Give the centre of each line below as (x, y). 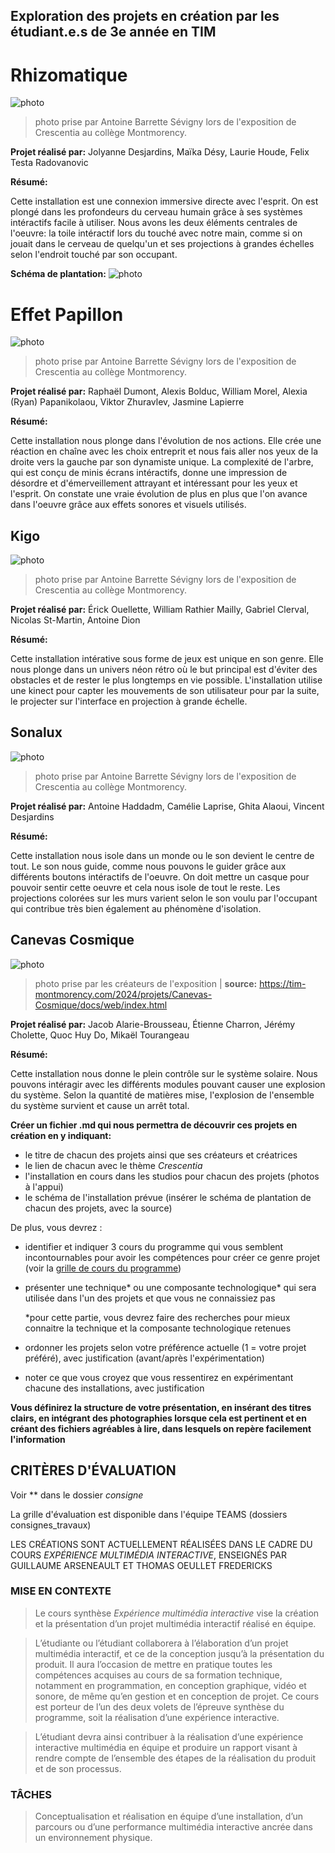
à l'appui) (44, 1186)
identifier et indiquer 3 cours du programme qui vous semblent (154, 1246)
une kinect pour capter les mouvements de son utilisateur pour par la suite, (165, 691)
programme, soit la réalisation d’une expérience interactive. (157, 1717)
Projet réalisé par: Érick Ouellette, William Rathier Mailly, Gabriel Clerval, (160, 610)
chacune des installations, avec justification (114, 1388)
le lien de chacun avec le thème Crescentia (113, 1165)
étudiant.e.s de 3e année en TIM (113, 32)
